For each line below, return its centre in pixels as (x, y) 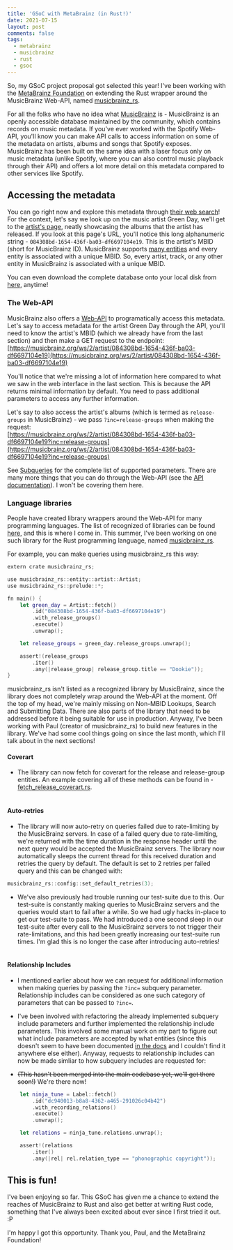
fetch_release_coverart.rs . (55, 787)
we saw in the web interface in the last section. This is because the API (109, 383)
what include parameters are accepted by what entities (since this (112, 1038)
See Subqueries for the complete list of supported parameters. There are (112, 470)
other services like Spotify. (46, 173)
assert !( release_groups (54, 656)
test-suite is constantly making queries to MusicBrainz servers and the (118, 904)
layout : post (26, 27)
